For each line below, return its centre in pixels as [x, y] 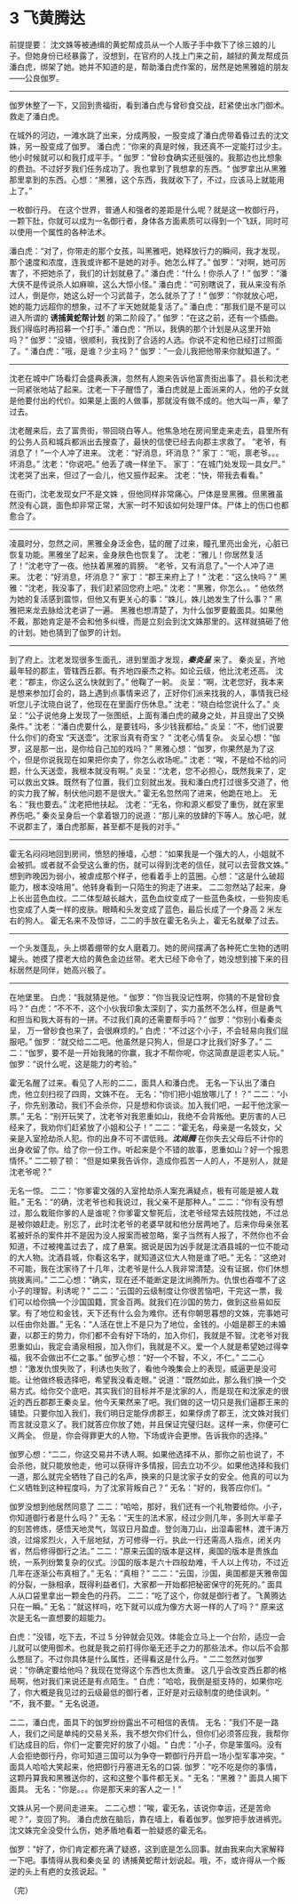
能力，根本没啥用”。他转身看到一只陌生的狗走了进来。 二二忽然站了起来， [144, 887]
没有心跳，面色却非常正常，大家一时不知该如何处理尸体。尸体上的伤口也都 [153, 504]
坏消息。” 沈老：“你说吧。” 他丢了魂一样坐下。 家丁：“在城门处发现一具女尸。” [147, 464]
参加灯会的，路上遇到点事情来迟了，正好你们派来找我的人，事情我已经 [161, 693]
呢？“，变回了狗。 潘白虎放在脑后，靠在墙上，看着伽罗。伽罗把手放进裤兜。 [148, 1819]
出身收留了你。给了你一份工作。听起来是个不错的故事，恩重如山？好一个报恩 [149, 1150]
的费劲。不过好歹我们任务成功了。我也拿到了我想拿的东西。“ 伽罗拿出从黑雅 [148, 168]
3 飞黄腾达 [47, 18]
